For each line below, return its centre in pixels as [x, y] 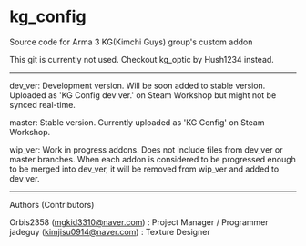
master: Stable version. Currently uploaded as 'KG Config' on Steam [137, 122]
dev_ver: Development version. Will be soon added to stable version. [138, 85]
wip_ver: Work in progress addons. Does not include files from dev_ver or [146, 149]
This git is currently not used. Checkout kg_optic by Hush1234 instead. [142, 59]
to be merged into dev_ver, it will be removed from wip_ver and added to [144, 169]
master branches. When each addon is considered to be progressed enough [153, 159]
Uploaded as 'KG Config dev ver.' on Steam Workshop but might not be [143, 95]
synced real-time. [42, 104]
